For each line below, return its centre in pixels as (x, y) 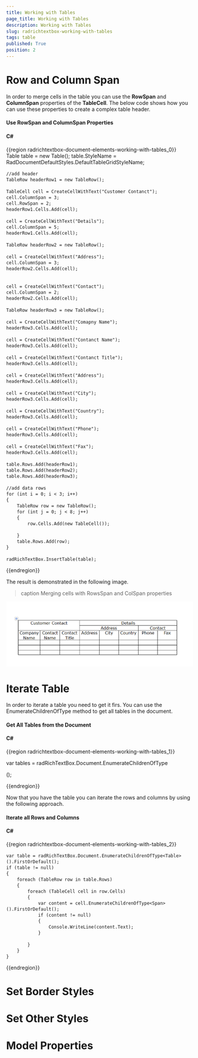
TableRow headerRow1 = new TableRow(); (55, 180)
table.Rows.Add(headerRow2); (42, 470)
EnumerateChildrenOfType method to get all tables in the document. (90, 711)
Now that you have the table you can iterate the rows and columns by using (98, 798)
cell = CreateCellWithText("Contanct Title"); (65, 358)
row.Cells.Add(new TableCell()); (69, 524)
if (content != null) (65, 915)
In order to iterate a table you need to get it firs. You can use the (84, 705)
